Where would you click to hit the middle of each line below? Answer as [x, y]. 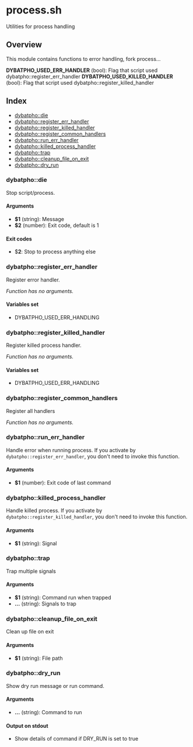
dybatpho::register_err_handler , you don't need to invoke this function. [93, 456]
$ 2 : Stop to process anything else [55, 252]
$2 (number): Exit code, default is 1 [57, 225]
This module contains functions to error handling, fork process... [83, 58]
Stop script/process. [31, 192]
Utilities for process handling [41, 26]
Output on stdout [27, 725]
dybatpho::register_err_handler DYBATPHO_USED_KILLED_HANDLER [90, 76]
